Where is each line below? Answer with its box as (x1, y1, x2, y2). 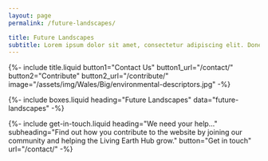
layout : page (8, 11, 52, 20)
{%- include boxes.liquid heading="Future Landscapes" (8, 95, 191, 104)
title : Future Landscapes (8, 33, 94, 41)
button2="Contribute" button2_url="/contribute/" (8, 71, 169, 80)
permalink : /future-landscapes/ (8, 19, 116, 27)
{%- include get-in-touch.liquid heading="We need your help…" (8, 119, 218, 128)
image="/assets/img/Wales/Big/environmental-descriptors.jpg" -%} (8, 80, 231, 89)
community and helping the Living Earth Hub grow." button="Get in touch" (8, 136, 252, 146)
